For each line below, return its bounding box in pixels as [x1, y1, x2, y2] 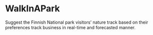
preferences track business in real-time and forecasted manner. [5, 24, 136, 30]
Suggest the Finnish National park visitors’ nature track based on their [5, 19, 149, 25]
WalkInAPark [5, 3, 60, 14]
